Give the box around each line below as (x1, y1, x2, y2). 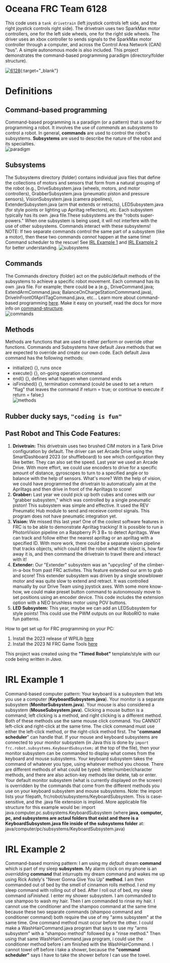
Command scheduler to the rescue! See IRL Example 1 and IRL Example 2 (5, 239, 158, 245)
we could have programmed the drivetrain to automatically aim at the (12, 480, 156, 487)
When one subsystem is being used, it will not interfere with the (25, 217, 158, 224)
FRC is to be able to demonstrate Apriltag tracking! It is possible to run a (12, 524, 163, 530)
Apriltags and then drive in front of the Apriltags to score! (12, 486, 133, 492)
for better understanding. (5, 245, 58, 251)
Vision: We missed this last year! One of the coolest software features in (12, 518, 164, 524)
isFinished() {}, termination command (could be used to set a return (12, 381, 153, 387)
